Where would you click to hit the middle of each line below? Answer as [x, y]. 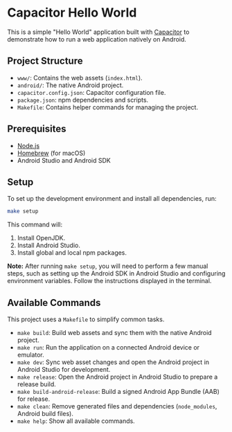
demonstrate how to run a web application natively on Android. [97, 39]
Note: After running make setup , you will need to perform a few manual [108, 266]
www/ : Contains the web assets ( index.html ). [80, 78]
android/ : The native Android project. [70, 85]
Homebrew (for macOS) [51, 153]
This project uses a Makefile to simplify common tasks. [86, 319]
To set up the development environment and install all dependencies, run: [112, 199]
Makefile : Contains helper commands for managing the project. [108, 107]
